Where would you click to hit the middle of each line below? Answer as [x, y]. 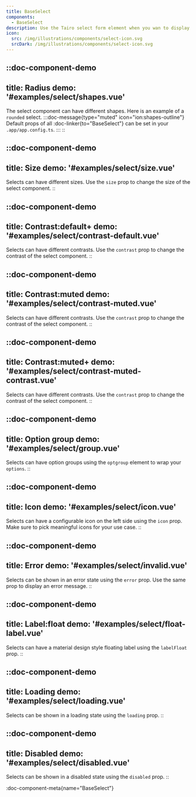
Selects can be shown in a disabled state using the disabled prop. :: [88, 777]
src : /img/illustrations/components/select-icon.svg [77, 39]
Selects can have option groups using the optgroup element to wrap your [94, 463]
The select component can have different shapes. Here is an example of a [95, 111]
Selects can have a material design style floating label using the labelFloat [97, 647]
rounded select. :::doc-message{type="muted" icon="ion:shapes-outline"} [95, 117]
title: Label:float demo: [48, 624]
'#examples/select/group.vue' [63, 448]
